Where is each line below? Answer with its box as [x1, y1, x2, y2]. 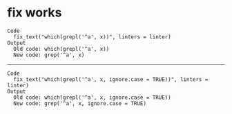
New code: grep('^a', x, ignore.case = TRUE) [13, 100, 147, 107]
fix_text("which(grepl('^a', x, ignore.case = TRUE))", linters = [13, 76, 209, 83]
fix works [7, 5, 62, 21]
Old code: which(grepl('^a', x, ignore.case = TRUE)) [13, 94, 171, 101]
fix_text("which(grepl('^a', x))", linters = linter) [13, 33, 171, 41]
